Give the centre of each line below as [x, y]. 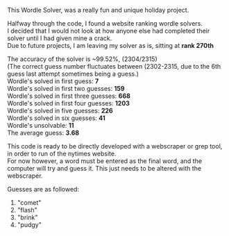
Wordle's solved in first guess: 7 [53, 81]
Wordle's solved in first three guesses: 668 [69, 96]
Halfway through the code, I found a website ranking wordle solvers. [105, 23]
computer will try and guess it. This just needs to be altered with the [104, 168]
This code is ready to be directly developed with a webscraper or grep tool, [115, 146]
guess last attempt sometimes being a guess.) [73, 74]
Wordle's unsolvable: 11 [41, 125]
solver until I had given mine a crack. [60, 38]
